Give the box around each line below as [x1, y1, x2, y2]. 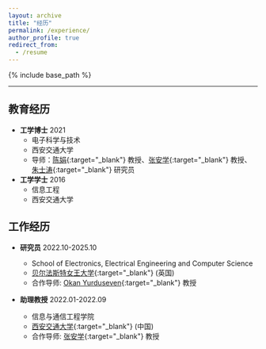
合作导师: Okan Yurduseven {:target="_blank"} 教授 [31, 278, 197, 287]
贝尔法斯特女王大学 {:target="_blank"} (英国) [31, 267, 175, 278]
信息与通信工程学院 [31, 311, 95, 321]
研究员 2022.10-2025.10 [19, 243, 97, 252]
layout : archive [8, 11, 62, 20]
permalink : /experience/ [8, 26, 90, 34]
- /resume [15, 48, 47, 56]
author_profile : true [8, 33, 80, 42]
